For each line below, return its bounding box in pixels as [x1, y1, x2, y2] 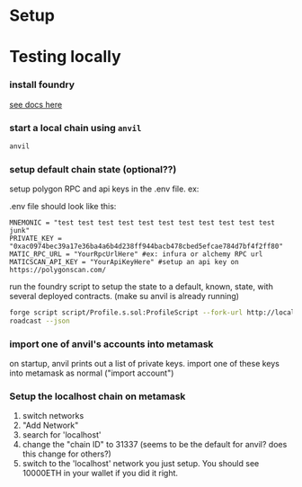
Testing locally [9, 47, 121, 67]
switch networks [22, 411, 84, 421]
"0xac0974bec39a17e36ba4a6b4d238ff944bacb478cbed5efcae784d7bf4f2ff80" [9, 242, 283, 252]
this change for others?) [22, 448, 112, 459]
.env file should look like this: [9, 201, 117, 212]
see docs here [9, 99, 63, 110]
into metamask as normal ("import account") [9, 367, 174, 378]
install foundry [9, 78, 75, 91]
